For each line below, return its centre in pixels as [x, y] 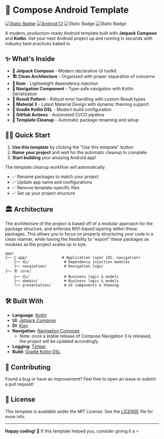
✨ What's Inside [30, 59]
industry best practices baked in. [38, 43]
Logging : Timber [29, 347]
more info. [15, 416]
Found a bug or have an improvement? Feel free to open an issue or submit [81, 379]
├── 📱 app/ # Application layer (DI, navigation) [73, 258]
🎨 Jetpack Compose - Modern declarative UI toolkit [64, 71]
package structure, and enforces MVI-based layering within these [71, 229]
